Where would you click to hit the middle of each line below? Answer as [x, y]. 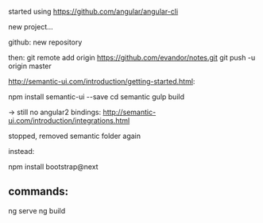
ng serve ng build [37, 210]
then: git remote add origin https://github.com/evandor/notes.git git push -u [132, 58]
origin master [30, 66]
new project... [31, 27]
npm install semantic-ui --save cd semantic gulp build [97, 97]
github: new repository [45, 42]
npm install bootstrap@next [53, 167]
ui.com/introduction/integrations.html [69, 121]
